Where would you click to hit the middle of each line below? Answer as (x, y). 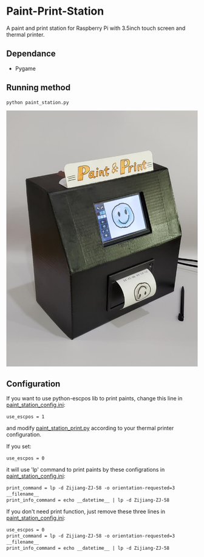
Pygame (25, 68)
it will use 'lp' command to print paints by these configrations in (86, 470)
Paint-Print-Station (55, 11)
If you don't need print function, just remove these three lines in (86, 512)
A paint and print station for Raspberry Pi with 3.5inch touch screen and (96, 28)
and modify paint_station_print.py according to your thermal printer (90, 428)
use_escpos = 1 (25, 417)
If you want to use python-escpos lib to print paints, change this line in (94, 399)
